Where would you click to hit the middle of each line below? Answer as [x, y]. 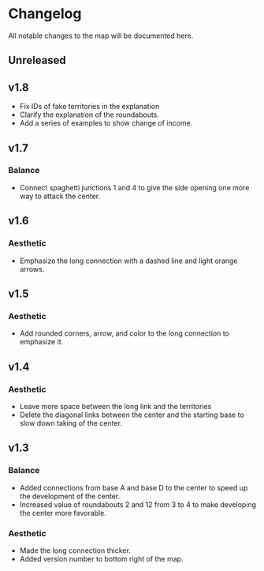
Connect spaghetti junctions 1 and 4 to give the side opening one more [134, 187]
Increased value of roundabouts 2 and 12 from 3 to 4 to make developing [138, 504]
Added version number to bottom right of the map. [101, 558]
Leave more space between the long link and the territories [115, 406]
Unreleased [37, 60]
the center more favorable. [63, 513]
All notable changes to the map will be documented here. [101, 36]
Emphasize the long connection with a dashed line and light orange [128, 261]
